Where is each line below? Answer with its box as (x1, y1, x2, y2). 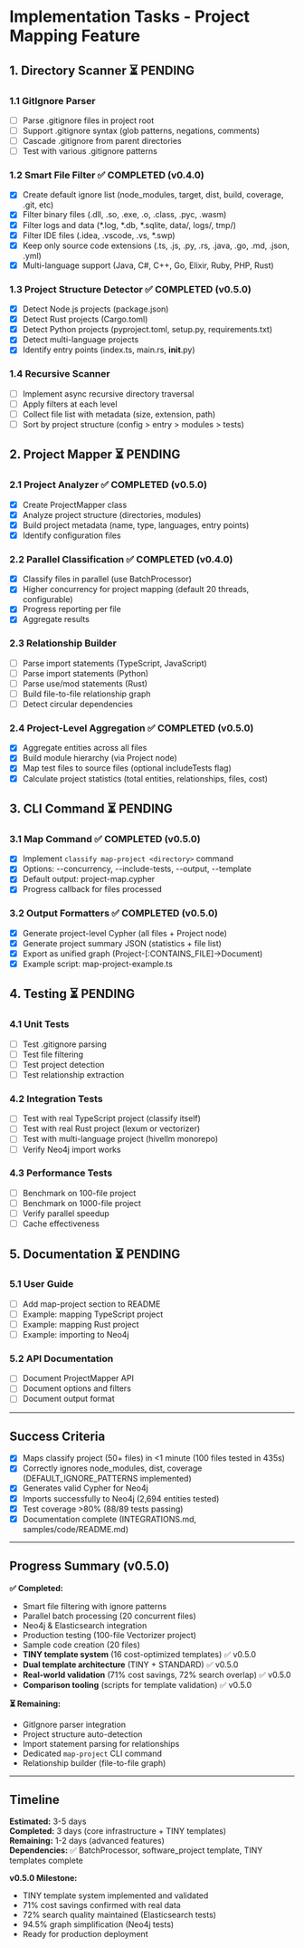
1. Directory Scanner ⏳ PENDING (9, 62, 195, 78)
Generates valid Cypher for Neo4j (22, 1483, 149, 1493)
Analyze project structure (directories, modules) (22, 509, 202, 520)
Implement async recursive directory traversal (22, 388, 195, 399)
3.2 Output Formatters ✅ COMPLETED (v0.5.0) (9, 907, 219, 920)
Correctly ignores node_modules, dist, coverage (22, 1463, 203, 1473)
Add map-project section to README (22, 1298, 161, 1310)
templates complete (9, 1855, 84, 1866)
